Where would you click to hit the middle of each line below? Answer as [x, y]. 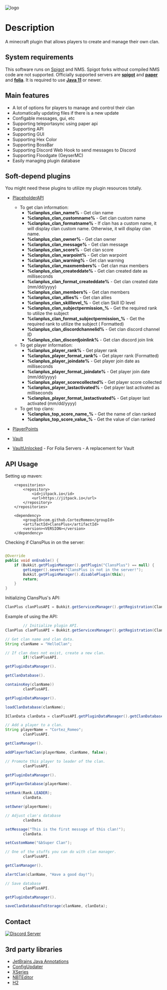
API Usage [22, 464]
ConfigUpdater [28, 967]
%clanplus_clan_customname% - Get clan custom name [86, 218]
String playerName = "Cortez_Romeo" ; [44, 730]
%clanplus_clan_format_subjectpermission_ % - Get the [86, 319]
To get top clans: [37, 409]
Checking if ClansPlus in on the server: [45, 542]
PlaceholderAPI [28, 198]
